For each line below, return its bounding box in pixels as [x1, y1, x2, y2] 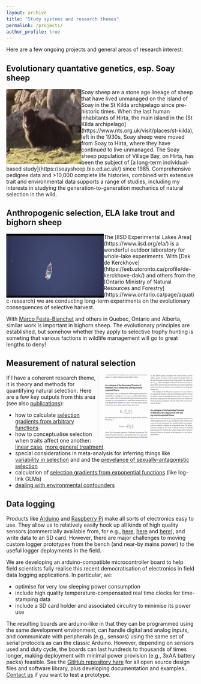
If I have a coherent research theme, [6, 374, 96, 381]
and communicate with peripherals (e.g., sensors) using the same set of [6, 632, 184, 640]
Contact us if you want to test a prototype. [6, 671, 111, 678]
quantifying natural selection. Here [6, 387, 92, 394]
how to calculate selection [14, 411, 80, 419]
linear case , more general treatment [14, 443, 104, 450]
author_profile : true [6, 29, 61, 35]
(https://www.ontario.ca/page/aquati [104, 291, 194, 298]
